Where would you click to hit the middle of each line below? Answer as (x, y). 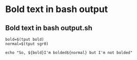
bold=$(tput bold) (25, 39)
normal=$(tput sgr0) (27, 44)
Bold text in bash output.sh (49, 28)
